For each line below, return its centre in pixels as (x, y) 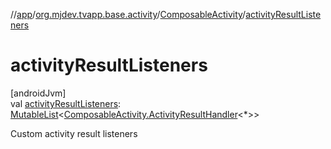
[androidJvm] (38, 93)
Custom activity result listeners (74, 133)
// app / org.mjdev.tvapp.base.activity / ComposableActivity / (128, 14)
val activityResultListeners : (66, 103)
